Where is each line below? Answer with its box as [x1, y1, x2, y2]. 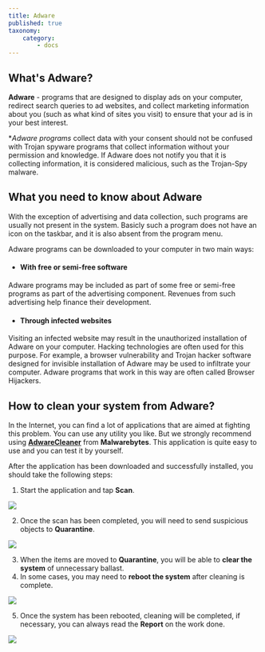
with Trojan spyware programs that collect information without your [8, 142, 230, 151]
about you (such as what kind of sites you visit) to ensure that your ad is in [8, 109, 253, 118]
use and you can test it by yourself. [8, 446, 124, 455]
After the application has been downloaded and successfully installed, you [8, 461, 254, 470]
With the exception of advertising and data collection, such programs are [8, 211, 248, 221]
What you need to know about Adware [8, 190, 203, 204]
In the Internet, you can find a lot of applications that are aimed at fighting [8, 420, 251, 430]
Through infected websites [19, 315, 112, 325]
